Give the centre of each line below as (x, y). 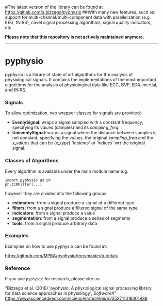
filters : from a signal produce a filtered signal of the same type (75, 208)
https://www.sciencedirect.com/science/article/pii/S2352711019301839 (76, 298)
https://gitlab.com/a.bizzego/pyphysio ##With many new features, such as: (80, 12)
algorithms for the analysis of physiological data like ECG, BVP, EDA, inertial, (81, 85)
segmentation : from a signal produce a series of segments (71, 218)
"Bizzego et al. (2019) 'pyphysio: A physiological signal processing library (78, 288)
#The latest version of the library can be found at (54, 7)
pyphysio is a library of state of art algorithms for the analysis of (69, 74)
